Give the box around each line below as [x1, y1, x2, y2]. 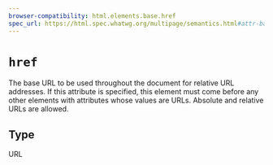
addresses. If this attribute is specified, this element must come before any [8, 87, 259, 97]
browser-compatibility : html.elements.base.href [8, 11, 176, 20]
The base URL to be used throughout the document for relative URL [8, 78, 235, 88]
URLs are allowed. [8, 104, 69, 114]
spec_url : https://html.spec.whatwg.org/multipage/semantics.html [8, 20, 238, 28]
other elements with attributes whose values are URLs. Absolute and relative [8, 95, 264, 106]
